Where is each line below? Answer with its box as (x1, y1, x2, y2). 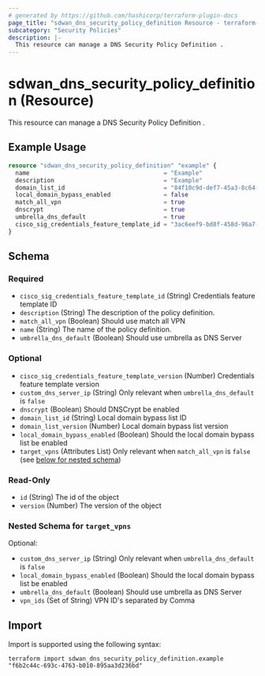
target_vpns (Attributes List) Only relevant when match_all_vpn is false (19, 446, 251, 456)
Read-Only (8, 475, 51, 486)
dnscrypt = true (15, 206, 185, 214)
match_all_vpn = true (15, 198, 185, 206)
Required (8, 273, 44, 284)
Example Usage (8, 141, 87, 154)
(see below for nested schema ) (19, 455, 121, 464)
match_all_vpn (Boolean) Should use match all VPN (19, 317, 185, 326)
